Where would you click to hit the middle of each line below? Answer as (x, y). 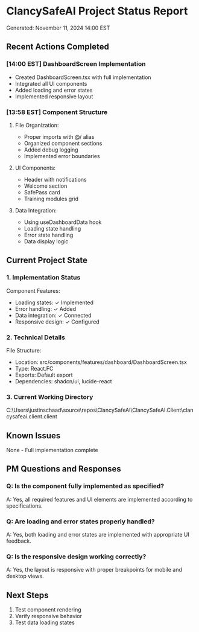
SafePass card (42, 192)
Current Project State (47, 260)
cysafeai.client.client (32, 417)
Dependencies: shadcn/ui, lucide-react (64, 381)
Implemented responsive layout (54, 96)
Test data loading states (45, 622)
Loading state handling (52, 228)
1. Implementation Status (43, 278)
